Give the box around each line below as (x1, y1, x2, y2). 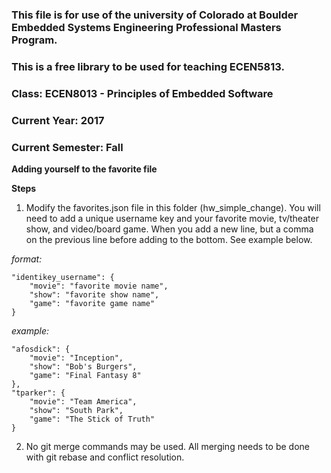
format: (11, 253, 43, 265)
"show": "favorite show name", (29, 289, 160, 300)
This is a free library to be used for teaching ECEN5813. (11, 59, 285, 73)
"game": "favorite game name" (29, 298, 156, 308)
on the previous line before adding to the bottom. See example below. (25, 233, 313, 245)
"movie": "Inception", (29, 353, 124, 363)
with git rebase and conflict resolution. (25, 451, 185, 463)
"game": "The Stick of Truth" (29, 414, 156, 424)
